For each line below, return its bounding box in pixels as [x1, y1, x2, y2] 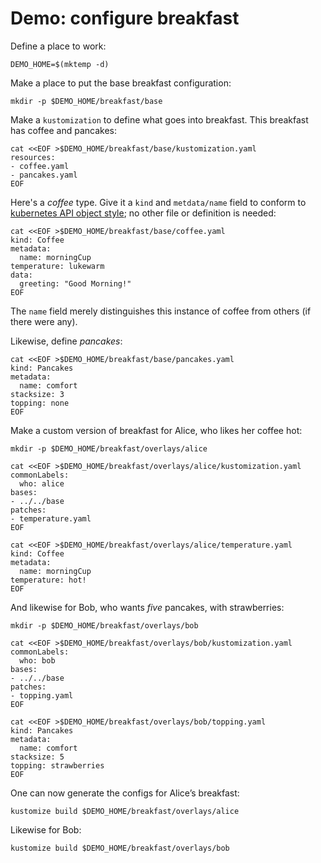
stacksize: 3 [10, 389, 65, 399]
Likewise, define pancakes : [10, 335, 123, 347]
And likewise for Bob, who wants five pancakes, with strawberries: [10, 601, 285, 613]
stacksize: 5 [10, 752, 65, 762]
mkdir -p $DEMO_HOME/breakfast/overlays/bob [10, 620, 199, 631]
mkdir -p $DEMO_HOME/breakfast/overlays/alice [10, 443, 208, 454]
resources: [10, 152, 56, 162]
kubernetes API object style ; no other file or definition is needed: [10, 207, 277, 219]
